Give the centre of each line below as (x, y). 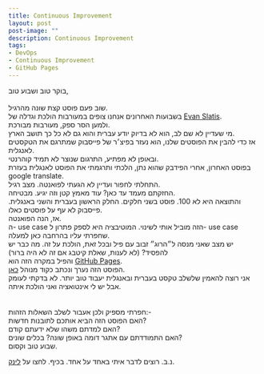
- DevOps (23, 53)
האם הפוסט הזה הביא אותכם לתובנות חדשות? (78, 320)
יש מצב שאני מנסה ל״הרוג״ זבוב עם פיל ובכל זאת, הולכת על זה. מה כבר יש (121, 243)
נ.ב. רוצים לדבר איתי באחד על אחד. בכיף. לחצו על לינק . (91, 361)
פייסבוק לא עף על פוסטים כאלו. (55, 210)
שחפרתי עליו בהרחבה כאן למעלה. (59, 235)
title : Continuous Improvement (60, 16)
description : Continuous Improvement (71, 38)
